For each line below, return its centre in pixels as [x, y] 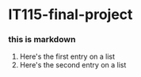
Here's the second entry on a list [73, 65]
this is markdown [42, 40]
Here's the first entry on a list [67, 56]
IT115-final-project [70, 15]
